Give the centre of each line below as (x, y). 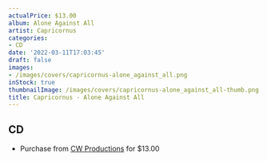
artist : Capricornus (43, 30)
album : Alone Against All (51, 23)
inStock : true (32, 82)
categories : (28, 38)
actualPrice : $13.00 (43, 16)
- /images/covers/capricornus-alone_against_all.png (98, 75)
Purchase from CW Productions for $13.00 (90, 149)
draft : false (30, 61)
